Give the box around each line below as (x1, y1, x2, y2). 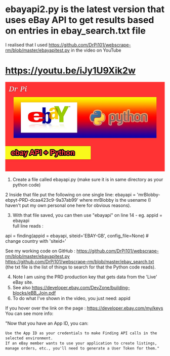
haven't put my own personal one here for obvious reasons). (5, 202, 132, 208)
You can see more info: (5, 310, 54, 317)
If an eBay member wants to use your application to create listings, (5, 341, 157, 346)
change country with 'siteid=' (5, 238, 67, 244)
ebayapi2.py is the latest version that (5, 4, 165, 15)
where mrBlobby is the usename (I (79, 197, 151, 203)
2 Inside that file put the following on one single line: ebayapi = (5, 192, 136, 198)
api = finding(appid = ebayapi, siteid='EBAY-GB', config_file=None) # (5, 233, 149, 239)
